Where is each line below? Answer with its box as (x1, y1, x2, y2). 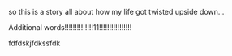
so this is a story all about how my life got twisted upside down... (8, 7, 225, 16)
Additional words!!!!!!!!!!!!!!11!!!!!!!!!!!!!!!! (8, 23, 132, 32)
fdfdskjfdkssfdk (8, 38, 61, 48)
